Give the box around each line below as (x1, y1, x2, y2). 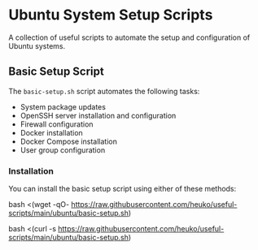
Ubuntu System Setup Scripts (8, 6, 213, 24)
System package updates (20, 101, 106, 111)
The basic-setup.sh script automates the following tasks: (8, 86, 200, 96)
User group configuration (20, 144, 106, 155)
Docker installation (20, 127, 83, 137)
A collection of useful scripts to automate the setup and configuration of (8, 32, 251, 42)
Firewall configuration (20, 119, 94, 129)
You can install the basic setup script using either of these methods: (8, 184, 237, 194)
